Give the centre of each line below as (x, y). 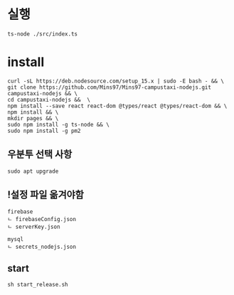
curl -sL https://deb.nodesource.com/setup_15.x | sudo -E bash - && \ (116, 81)
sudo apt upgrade (33, 171)
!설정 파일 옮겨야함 (46, 195)
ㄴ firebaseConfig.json (42, 219)
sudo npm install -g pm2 (44, 131)
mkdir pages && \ (33, 118)
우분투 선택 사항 (40, 155)
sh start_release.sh (38, 285)
